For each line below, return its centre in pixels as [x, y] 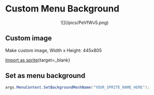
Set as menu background [45, 76]
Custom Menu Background [62, 9]
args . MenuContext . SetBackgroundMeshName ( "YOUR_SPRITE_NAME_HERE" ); [78, 87]
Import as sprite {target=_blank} [38, 60]
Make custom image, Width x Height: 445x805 [54, 50]
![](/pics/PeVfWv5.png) [85, 22]
